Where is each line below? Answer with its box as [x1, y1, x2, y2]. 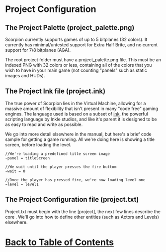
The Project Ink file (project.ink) [5, 87, 106, 96]
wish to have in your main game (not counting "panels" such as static [5, 67, 148, 73]
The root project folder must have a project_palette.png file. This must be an [5, 57, 162, 63]
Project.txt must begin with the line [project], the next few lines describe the [5, 208, 161, 215]
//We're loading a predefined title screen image [5, 151, 110, 156]
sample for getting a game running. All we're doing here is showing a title [5, 136, 155, 142]
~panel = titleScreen [5, 155, 50, 160]
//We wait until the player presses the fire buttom [5, 164, 117, 169]
